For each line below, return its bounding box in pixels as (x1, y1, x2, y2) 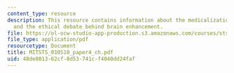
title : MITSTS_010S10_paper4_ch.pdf (7, 49, 114, 56)
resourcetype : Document (7, 42, 77, 49)
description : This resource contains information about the (7, 17, 186, 24)
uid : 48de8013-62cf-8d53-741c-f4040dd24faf (7, 56, 136, 63)
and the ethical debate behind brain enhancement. (13, 23, 164, 30)
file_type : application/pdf (7, 36, 89, 43)
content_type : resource (7, 10, 77, 17)
